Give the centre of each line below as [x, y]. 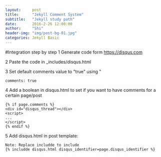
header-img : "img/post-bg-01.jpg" [41, 33]
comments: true [21, 81]
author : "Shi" [24, 29]
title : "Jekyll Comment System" [44, 15]
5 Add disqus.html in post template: [42, 135]
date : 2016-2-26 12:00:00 [39, 24]
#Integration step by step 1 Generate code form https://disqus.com [74, 52]
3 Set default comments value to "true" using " [53, 71]
